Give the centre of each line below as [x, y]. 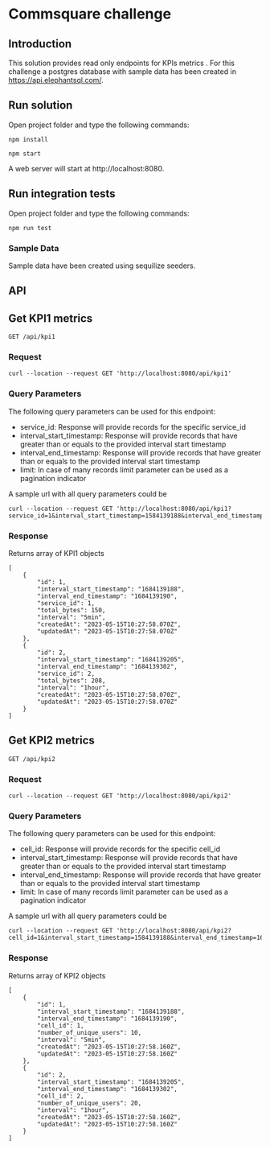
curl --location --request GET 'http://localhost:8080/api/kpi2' [120, 796]
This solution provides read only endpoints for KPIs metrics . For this [122, 63]
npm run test [30, 228]
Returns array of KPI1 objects [56, 554]
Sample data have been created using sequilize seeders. [102, 266]
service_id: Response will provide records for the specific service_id [133, 426]
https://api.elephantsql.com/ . [56, 80]
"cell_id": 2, [61, 1096]
